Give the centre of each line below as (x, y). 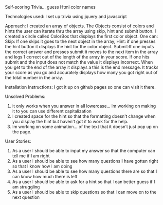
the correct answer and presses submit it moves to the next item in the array (81, 52)
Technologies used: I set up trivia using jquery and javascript (66, 16)
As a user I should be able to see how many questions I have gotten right (85, 161)
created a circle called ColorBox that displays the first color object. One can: (81, 36)
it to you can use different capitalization (52, 111)
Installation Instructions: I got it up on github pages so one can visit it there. (80, 87)
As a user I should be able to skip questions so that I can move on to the (84, 192)
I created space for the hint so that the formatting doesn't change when (84, 116)
